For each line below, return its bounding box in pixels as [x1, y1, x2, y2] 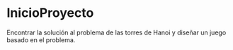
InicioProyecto [6, 5, 94, 21]
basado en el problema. [6, 35, 76, 44]
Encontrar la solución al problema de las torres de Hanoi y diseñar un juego [6, 28, 227, 37]
